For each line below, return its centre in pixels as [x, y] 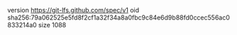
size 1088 [52, 25]
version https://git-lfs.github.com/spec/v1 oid [73, 10]
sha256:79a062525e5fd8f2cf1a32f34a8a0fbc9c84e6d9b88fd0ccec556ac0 [119, 17]
